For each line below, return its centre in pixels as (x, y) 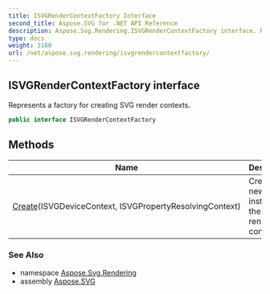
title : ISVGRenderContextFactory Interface (82, 16)
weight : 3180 (30, 46)
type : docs (27, 38)
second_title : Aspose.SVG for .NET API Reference (93, 23)
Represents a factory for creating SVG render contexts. (100, 104)
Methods (31, 145)
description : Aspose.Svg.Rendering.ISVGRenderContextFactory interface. (133, 31)
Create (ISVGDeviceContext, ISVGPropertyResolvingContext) (127, 206)
